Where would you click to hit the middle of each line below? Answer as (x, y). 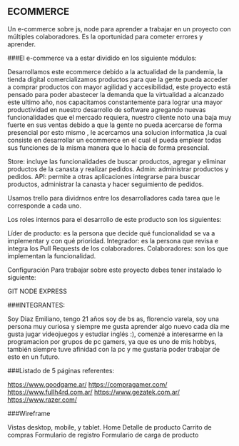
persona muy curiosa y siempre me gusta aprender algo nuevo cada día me (118, 326)
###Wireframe (29, 413)
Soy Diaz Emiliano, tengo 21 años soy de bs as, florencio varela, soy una (113, 319)
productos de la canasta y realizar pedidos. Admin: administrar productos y (118, 169)
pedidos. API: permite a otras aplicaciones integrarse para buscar (104, 176)
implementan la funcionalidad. (52, 255)
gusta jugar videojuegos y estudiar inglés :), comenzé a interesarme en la (115, 334)
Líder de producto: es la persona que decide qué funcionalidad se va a (111, 233)
